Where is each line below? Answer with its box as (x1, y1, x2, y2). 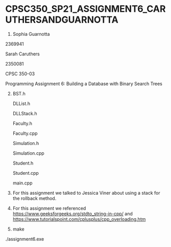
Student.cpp (12, 170, 39, 176)
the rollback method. (12, 195, 57, 201)
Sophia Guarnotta (12, 31, 50, 37)
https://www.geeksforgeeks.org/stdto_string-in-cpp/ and (12, 211, 133, 217)
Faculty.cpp (12, 130, 38, 136)
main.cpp (12, 180, 33, 186)
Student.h (12, 160, 34, 166)
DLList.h (12, 100, 31, 107)
